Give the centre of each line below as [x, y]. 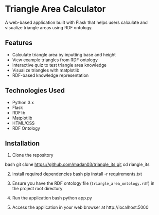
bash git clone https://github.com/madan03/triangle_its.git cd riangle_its [77, 164]
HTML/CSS [23, 123]
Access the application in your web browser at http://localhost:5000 [80, 207]
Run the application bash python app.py [52, 198]
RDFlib [19, 112]
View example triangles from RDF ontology [55, 60]
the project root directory [37, 189]
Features [19, 43]
